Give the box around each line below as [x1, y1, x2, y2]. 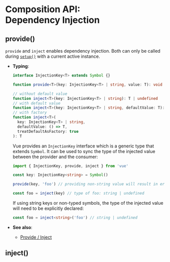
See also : [12, 224, 33, 230]
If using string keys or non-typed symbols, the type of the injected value [12, 200, 163, 206]
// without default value [12, 91, 67, 96]
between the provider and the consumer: [12, 154, 98, 160]
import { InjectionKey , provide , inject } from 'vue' [12, 163, 129, 168]
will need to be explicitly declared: [12, 205, 84, 211]
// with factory [12, 110, 47, 115]
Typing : [12, 63, 29, 69]
